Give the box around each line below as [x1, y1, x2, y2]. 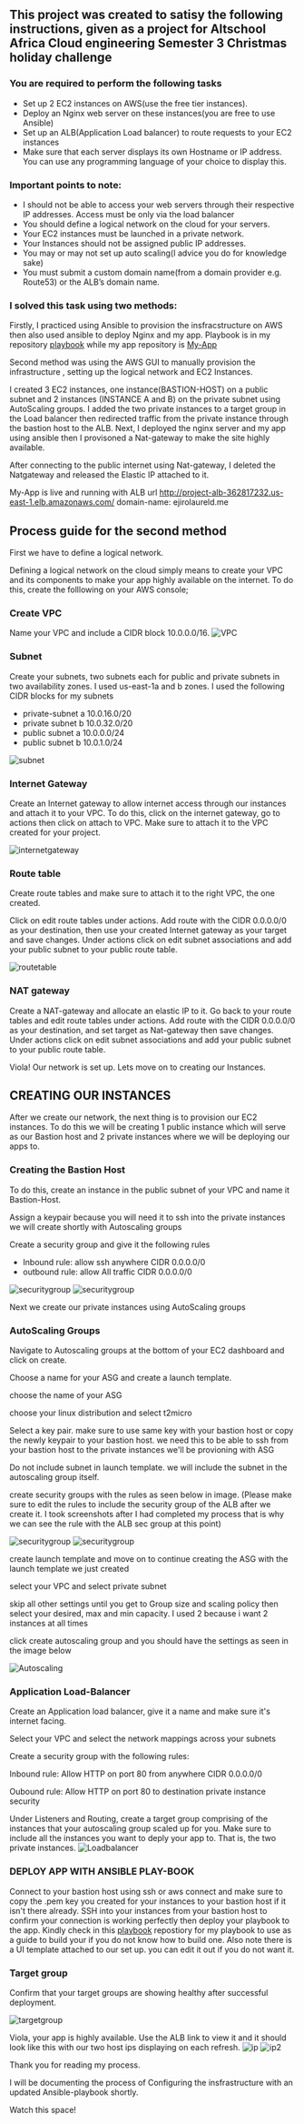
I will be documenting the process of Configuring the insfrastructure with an [9, 2077, 293, 2088]
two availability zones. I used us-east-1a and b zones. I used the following [9, 680, 285, 691]
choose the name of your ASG [9, 1389, 123, 1400]
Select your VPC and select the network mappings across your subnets [9, 1733, 277, 1745]
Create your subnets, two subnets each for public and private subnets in [9, 670, 279, 681]
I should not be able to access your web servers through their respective [22, 199, 295, 210]
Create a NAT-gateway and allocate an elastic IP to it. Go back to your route [9, 1005, 292, 1016]
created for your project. [9, 827, 102, 838]
